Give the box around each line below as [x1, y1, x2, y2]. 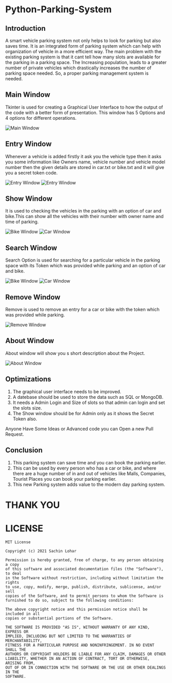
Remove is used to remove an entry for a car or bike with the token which [5, 306, 160, 313]
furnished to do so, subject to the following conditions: [5, 597, 134, 603]
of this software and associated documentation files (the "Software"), [5, 566, 164, 571]
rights [5, 580, 19, 585]
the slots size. [12, 404, 42, 411]
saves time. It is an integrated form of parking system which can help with [5, 43, 161, 49]
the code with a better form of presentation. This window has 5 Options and [5, 109, 165, 116]
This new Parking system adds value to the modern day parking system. [12, 481, 165, 487]
